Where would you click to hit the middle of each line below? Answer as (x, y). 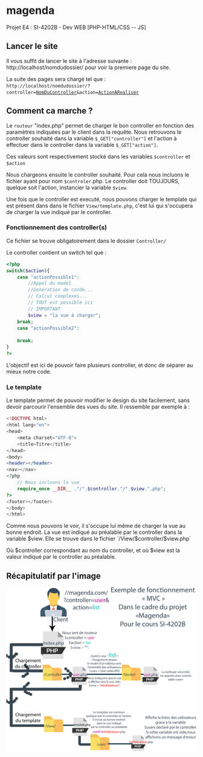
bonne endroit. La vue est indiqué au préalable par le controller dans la (94, 532)
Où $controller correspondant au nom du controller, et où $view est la (93, 550)
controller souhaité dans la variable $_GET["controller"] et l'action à (92, 138)
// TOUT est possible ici (61, 303)
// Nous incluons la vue (48, 482)
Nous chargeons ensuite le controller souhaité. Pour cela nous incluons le (98, 174)
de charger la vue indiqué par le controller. (59, 212)
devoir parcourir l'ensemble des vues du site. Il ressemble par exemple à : (98, 407)
